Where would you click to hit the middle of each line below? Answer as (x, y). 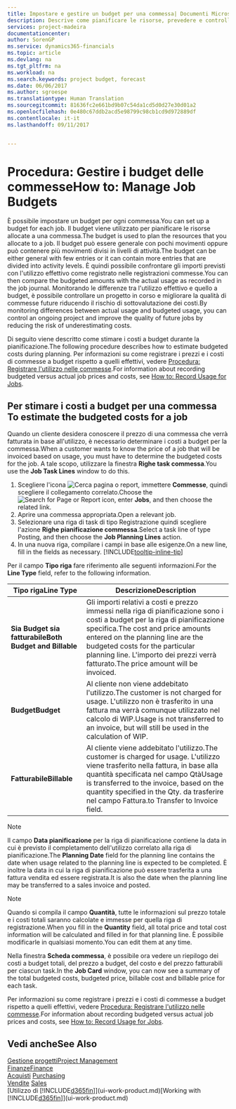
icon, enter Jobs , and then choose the (157, 500)
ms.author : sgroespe (38, 92)
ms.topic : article (34, 53)
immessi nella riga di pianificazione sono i (155, 611)
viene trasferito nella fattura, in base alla (152, 766)
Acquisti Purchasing (36, 1076)
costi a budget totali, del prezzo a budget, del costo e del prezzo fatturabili (115, 964)
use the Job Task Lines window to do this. (68, 471)
